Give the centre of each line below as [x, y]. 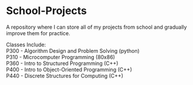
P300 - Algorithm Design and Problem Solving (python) [73, 50]
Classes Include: [26, 45]
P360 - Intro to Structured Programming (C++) [62, 63]
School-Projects [46, 11]
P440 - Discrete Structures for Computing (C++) [65, 76]
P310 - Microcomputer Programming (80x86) [61, 57]
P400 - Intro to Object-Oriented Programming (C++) [69, 69]
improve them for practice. [38, 33]
